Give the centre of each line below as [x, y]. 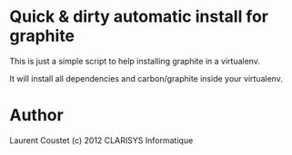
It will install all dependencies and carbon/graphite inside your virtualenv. [146, 78]
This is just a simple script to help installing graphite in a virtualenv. [135, 61]
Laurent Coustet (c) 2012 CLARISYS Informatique [101, 140]
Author [36, 116]
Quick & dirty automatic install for [139, 17]
